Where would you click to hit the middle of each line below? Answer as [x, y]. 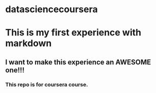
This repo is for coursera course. [47, 84]
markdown [29, 43]
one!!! [15, 70]
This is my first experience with [73, 33]
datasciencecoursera [51, 9]
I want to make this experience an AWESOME [78, 62]
